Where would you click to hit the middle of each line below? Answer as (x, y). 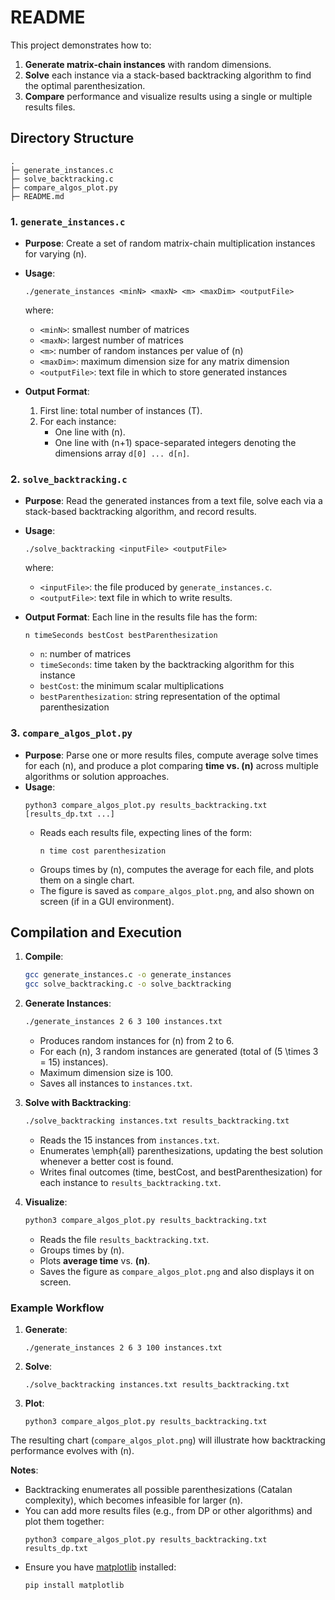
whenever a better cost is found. (106, 1161)
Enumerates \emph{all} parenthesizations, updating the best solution (181, 1150)
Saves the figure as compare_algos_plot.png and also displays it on (177, 1271)
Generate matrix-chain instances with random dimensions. (148, 64)
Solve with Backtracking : (78, 1103)
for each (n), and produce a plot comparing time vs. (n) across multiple (171, 765)
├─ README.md (37, 196)
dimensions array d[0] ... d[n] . (122, 453)
